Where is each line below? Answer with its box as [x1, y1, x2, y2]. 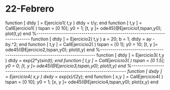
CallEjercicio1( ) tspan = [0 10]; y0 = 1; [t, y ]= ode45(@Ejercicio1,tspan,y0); [5, 25, 162, 31]
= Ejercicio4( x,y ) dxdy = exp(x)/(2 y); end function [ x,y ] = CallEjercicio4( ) [5, 73, 163, 79]
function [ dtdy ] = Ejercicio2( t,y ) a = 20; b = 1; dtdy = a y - [31, 36, 155, 42]
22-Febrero [5, 3, 54, 15]
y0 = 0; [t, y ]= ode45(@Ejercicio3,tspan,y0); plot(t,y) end [5, 63, 126, 69]
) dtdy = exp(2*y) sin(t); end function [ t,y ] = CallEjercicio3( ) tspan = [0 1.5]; [5, 57, 165, 63]
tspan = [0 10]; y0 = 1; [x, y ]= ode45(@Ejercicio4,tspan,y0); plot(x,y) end [5, 79, 159, 85]
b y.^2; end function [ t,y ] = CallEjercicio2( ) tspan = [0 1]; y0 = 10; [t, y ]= [5, 41, 158, 47]
